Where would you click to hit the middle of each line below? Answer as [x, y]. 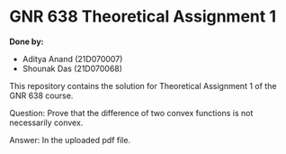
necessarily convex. [46, 122]
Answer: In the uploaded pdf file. [70, 140]
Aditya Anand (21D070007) [72, 59]
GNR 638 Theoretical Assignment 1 [143, 17]
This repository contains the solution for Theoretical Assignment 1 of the [143, 86]
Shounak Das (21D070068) [72, 68]
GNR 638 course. [41, 95]
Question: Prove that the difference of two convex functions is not [131, 113]
